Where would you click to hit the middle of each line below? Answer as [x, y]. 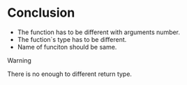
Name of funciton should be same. [67, 47]
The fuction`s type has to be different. [72, 39]
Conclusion [41, 13]
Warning [19, 60]
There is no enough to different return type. [70, 74]
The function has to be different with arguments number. [98, 32]
